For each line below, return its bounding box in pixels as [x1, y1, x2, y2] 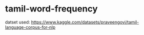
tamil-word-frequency [5, 3, 98, 14]
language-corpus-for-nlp [5, 24, 56, 30]
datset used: [5, 19, 30, 25]
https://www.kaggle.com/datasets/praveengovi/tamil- [31, 19, 139, 25]
